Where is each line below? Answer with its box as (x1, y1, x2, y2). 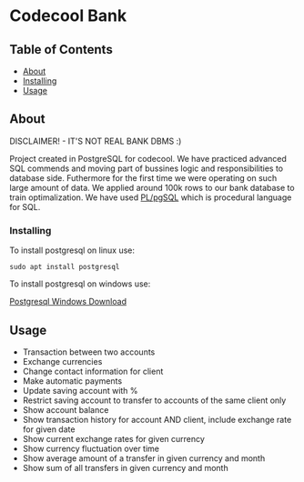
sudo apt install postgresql (9, 263, 120, 272)
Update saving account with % (22, 385, 138, 396)
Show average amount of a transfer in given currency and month (22, 452, 266, 464)
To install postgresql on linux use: (9, 245, 135, 256)
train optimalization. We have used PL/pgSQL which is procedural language (9, 192, 292, 203)
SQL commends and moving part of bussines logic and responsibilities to (9, 163, 284, 174)
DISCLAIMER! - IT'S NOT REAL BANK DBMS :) (9, 136, 182, 146)
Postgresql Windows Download (9, 296, 127, 307)
